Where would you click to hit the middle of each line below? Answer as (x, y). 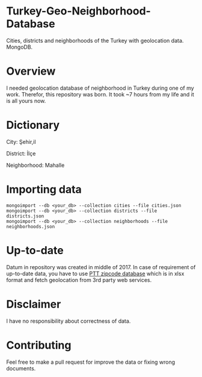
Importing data (44, 189)
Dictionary (33, 125)
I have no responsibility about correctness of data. (69, 321)
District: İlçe (21, 153)
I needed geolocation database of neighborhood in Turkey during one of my (100, 88)
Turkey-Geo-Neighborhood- (79, 11)
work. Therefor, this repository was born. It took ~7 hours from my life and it (100, 94)
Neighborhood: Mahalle (35, 165)
